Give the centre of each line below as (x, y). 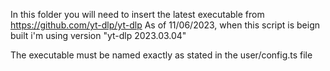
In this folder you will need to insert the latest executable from (137, 14)
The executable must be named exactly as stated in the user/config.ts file (161, 55)
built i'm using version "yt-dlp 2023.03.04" (98, 35)
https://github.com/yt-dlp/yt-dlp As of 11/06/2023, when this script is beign (165, 25)
